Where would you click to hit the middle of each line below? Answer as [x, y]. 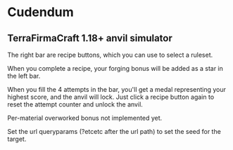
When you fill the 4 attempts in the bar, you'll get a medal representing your [117, 89]
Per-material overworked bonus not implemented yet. [85, 118]
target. [17, 139]
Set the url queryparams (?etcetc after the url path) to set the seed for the [114, 131]
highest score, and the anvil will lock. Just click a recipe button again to [111, 97]
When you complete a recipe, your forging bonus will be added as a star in [115, 68]
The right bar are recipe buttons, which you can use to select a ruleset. [110, 55]
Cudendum [40, 12]
